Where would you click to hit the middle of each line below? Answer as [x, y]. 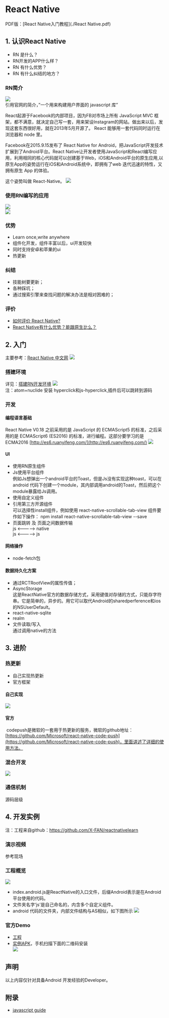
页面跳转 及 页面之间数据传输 [43, 523]
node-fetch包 [26, 558]
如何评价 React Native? [36, 321]
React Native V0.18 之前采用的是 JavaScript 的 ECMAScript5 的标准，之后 [81, 430]
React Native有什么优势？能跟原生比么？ [54, 327]
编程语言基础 [18, 417]
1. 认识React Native [36, 41]
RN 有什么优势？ [30, 67]
